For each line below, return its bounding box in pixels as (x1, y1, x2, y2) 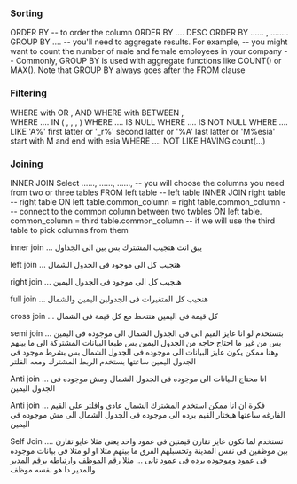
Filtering (10, 87, 47, 99)
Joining (10, 158, 43, 170)
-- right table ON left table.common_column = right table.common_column (10, 196, 281, 207)
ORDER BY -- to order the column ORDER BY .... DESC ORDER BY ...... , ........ (10, 27, 289, 38)
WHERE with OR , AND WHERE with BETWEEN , (10, 107, 184, 118)
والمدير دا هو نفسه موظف (10, 464, 96, 474)
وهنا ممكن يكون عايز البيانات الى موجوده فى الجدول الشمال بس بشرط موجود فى (10, 347, 279, 357)
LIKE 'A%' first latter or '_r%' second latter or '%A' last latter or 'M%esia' (10, 126, 276, 137)
